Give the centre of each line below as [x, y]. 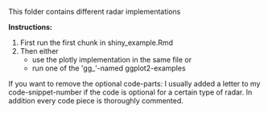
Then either [39, 51]
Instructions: [31, 27]
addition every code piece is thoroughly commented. [96, 101]
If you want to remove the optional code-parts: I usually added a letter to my [134, 84]
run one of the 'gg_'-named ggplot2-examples [109, 68]
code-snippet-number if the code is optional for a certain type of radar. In [130, 92]
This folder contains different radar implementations [95, 12]
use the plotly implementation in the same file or [111, 60]
